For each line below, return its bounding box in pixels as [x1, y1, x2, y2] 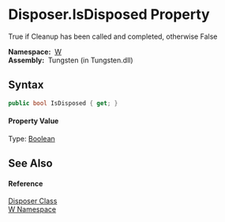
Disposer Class [8, 196, 58, 206]
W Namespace [8, 205, 57, 214]
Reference [8, 179, 43, 188]
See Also [8, 156, 53, 171]
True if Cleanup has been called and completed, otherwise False [8, 32, 218, 41]
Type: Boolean [8, 134, 55, 143]
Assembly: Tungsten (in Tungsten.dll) [8, 55, 133, 65]
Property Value [8, 116, 59, 126]
